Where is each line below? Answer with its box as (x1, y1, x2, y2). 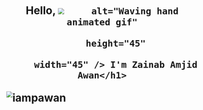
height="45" (86, 38, 146, 49)
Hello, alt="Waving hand (26, 4, 179, 18)
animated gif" (66, 16, 138, 28)
